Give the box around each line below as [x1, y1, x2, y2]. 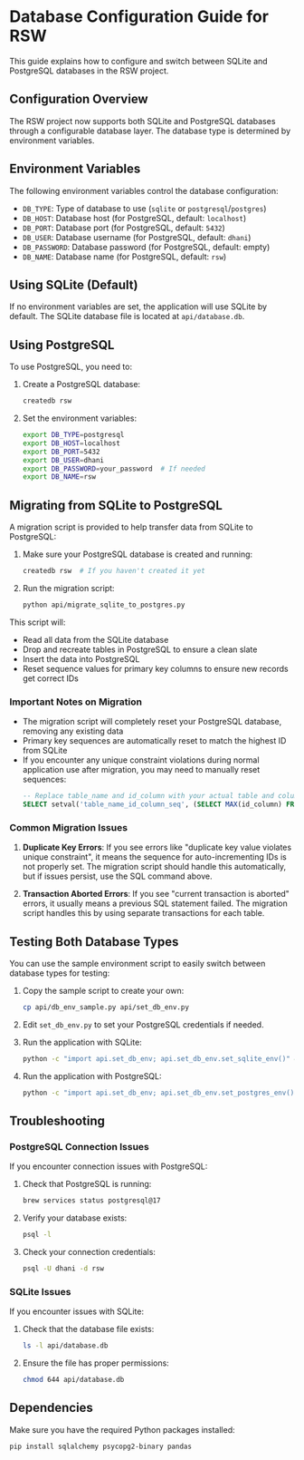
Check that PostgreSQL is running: [22, 1179, 152, 1190]
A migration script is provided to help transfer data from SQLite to [9, 521, 253, 532]
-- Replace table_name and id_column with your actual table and [22, 792, 274, 801]
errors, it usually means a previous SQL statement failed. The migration [22, 898, 288, 909]
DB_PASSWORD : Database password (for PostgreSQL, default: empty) [22, 241, 271, 252]
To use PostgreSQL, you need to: [9, 361, 133, 373]
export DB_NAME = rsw [22, 472, 97, 482]
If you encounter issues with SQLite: [9, 1306, 145, 1317]
